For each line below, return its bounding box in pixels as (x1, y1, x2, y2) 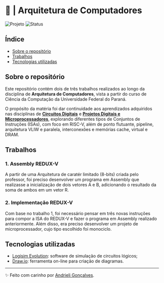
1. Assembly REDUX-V (5, 160, 59, 167)
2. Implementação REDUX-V (5, 199, 73, 206)
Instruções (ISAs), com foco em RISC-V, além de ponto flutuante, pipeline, (5, 121, 154, 127)
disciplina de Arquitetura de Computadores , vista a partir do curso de (5, 91, 147, 97)
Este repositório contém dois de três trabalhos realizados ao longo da (5, 86, 145, 91)
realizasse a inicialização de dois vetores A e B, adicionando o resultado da (5, 182, 157, 188)
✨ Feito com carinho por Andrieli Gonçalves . (5, 272, 94, 278)
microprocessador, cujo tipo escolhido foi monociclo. (5, 226, 112, 232)
